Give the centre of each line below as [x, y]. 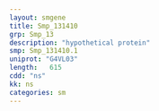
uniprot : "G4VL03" [44, 59]
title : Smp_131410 [44, 26]
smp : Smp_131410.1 [44, 51]
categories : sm [38, 92]
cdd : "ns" [28, 76]
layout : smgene [38, 17]
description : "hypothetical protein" [80, 43]
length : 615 [36, 68]
